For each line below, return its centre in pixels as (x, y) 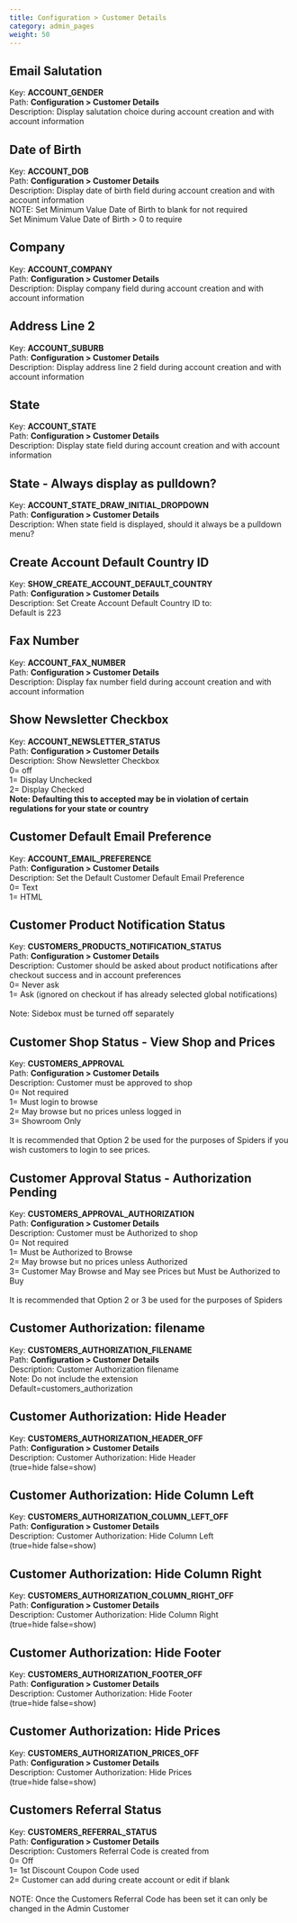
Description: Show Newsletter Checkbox (85, 760)
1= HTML (26, 896)
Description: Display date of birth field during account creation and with (142, 190)
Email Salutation (56, 71)
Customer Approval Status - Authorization (130, 1178)
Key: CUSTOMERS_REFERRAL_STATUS (83, 1832)
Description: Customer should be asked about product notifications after (144, 966)
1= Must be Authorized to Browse (71, 1252)
